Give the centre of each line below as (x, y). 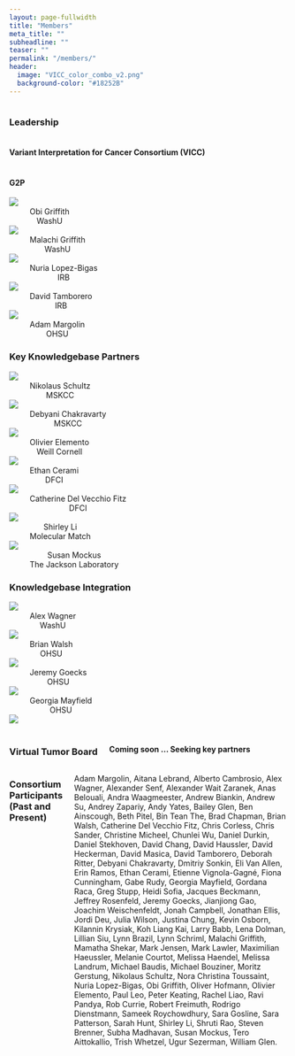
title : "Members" (41, 26)
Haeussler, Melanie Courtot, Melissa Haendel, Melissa (172, 958)
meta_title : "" (37, 34)
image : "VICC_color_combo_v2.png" (80, 75)
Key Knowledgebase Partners (74, 357)
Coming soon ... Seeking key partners (180, 749)
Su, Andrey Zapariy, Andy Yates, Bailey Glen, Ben (163, 807)
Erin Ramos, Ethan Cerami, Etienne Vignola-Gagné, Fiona (178, 873)
